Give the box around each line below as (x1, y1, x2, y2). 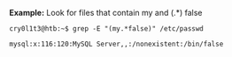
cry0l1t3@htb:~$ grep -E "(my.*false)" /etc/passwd (9, 25, 204, 33)
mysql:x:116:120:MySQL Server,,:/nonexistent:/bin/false (9, 39, 224, 48)
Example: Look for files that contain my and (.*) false (9, 8, 203, 18)
